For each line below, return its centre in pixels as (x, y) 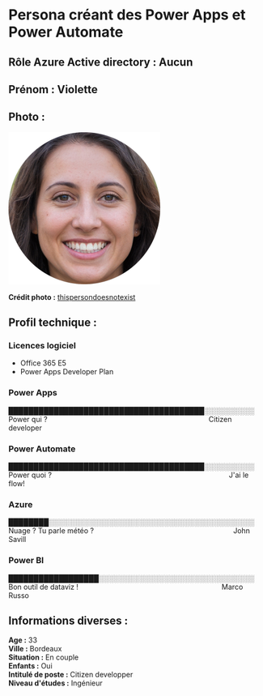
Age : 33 (23, 640)
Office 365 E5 (43, 363)
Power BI (26, 561)
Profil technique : (53, 323)
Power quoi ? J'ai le (129, 475)
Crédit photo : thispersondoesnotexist (72, 297)
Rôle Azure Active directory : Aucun (101, 62)
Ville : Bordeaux (35, 649)
